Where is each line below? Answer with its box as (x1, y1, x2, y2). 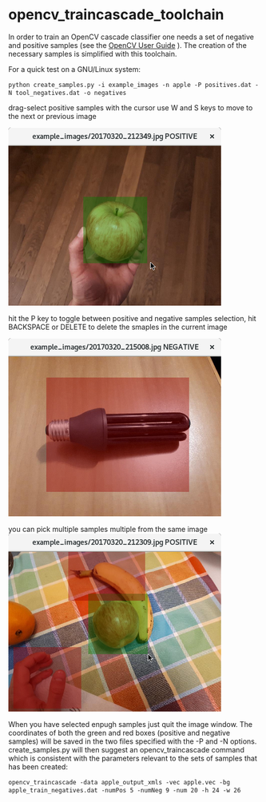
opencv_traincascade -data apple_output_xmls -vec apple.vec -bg (8, 778, 230, 786)
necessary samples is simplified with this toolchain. (8, 49, 177, 58)
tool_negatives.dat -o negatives (15, 89, 127, 97)
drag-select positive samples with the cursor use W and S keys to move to (8, 102, 253, 113)
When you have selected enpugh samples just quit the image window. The (8, 719, 253, 729)
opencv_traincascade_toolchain (8, 6, 224, 24)
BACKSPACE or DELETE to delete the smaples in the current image (8, 322, 228, 332)
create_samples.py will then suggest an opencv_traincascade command (8, 744, 245, 754)
